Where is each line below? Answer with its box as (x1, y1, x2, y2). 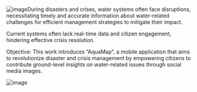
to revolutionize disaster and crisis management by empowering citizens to (6, 55, 191, 61)
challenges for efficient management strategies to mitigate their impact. (6, 19, 183, 25)
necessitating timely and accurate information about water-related (6, 12, 169, 19)
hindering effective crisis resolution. (6, 37, 95, 43)
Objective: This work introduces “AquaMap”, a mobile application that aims (6, 48, 190, 55)
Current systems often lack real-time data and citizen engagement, (6, 30, 172, 37)
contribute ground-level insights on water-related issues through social (6, 61, 181, 68)
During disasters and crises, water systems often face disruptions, (27, 6, 191, 13)
